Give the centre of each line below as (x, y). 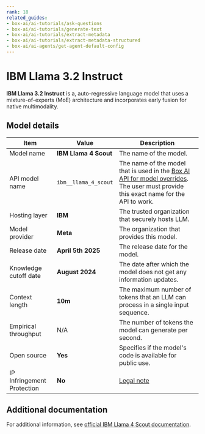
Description (157, 143)
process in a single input (154, 305)
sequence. (134, 312)
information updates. (149, 279)
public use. (135, 363)
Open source (28, 355)
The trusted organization (154, 211)
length (19, 305)
